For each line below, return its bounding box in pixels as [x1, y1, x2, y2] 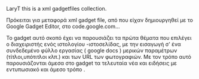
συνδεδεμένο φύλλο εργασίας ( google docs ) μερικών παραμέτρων [6, 47, 177, 54]
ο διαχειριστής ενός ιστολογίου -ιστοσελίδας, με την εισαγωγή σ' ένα [6, 41, 181, 48]
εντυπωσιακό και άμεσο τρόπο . [6, 66, 85, 73]
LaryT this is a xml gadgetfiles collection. [6, 5, 107, 12]
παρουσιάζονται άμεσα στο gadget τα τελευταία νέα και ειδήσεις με [6, 59, 177, 67]
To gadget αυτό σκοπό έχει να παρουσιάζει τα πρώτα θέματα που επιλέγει [6, 34, 192, 41]
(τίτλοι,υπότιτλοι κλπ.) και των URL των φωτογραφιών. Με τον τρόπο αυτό [6, 53, 191, 60]
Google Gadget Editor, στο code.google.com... [6, 23, 121, 30]
